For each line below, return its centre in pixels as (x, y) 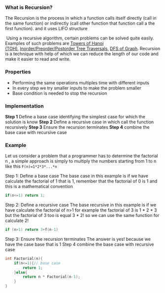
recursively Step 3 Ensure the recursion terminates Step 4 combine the (77, 127)
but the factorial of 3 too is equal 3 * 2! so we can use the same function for (82, 216)
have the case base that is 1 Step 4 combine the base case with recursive (80, 244)
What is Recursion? (29, 7)
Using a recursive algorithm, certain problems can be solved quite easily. (80, 38)
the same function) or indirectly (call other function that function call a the (80, 23)
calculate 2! (17, 220)
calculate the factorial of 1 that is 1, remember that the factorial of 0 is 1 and (81, 181)
